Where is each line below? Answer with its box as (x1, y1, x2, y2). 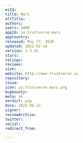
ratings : (5, 57, 23, 62)
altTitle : (5, 16, 26, 21)
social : (5, 121, 21, 126)
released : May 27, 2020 (5, 39, 54, 44)
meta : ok (5, 94, 23, 99)
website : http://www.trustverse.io (5, 71, 79, 76)
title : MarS (5, 12, 30, 17)
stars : (5, 53, 19, 58)
